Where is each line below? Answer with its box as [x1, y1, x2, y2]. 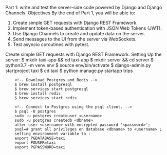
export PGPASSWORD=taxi [14, 145, 66, 150]
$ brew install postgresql [14, 82, 72, 87]
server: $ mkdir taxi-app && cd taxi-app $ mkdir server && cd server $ [5, 57, 154, 63]
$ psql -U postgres [14, 109, 57, 114]
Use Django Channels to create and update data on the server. [12, 31, 145, 36]
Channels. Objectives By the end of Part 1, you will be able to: [5, 10, 135, 16]
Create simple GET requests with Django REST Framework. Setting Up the [5, 51, 162, 57]
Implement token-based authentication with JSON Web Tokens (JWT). [12, 25, 162, 31]
